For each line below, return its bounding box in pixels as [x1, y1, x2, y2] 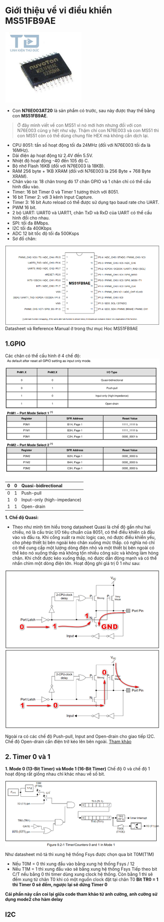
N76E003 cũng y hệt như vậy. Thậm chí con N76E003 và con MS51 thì [17, 128, 159, 134]
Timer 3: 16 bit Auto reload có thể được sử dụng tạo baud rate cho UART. [12, 200, 160, 205]
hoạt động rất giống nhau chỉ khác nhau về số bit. [5, 771, 105, 777]
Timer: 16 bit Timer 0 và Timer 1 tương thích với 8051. [12, 189, 119, 195]
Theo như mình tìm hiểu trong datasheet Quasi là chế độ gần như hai [12, 524, 151, 530]
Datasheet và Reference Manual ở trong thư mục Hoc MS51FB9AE [5, 325, 138, 331]
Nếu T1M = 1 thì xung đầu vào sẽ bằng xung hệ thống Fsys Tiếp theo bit [12, 866, 158, 872]
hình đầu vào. [12, 184, 40, 190]
